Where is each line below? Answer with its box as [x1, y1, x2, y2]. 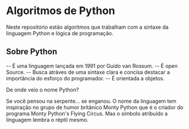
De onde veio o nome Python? [6, 86, 79, 93]
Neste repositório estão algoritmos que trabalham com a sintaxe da [6, 23, 169, 30]
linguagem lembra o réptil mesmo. [6, 116, 89, 123]
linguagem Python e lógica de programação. [6, 29, 113, 36]
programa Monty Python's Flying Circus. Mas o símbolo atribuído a [6, 110, 168, 117]
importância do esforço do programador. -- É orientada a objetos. [6, 74, 165, 82]
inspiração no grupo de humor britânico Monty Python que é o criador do [6, 104, 184, 111]
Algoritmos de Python [6, 4, 116, 18]
